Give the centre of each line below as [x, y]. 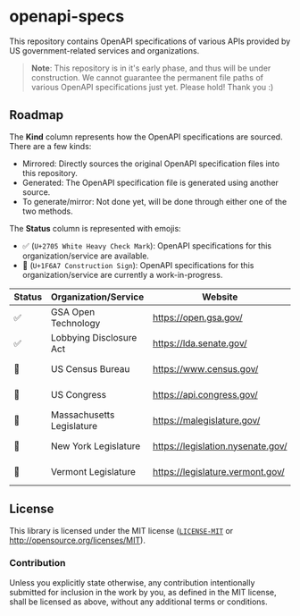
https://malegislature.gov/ [206, 420]
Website [220, 297]
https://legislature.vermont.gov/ [219, 471]
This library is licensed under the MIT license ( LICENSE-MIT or [121, 530]
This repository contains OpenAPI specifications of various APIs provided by [150, 41]
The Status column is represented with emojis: [95, 228]
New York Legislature [96, 446]
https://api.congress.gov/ [205, 394]
